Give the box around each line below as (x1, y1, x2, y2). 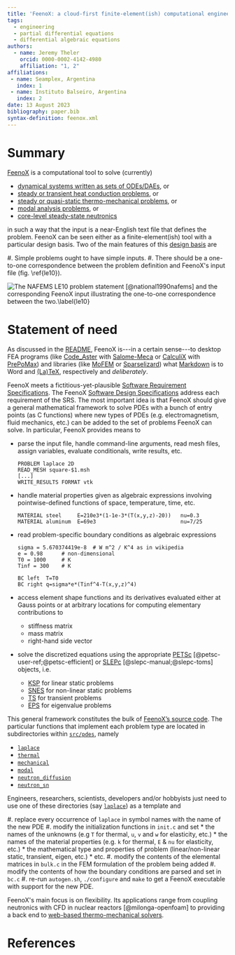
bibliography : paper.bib (7, 108, 80, 115)
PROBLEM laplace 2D (17, 460, 75, 467)
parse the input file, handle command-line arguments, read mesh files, (17, 439, 220, 448)
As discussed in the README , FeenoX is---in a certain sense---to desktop (7, 345, 222, 353)
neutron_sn (17, 782, 50, 789)
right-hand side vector (27, 636, 93, 645)
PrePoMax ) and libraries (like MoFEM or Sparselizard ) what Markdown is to (7, 359, 224, 368)
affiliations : (7, 69, 49, 76)
